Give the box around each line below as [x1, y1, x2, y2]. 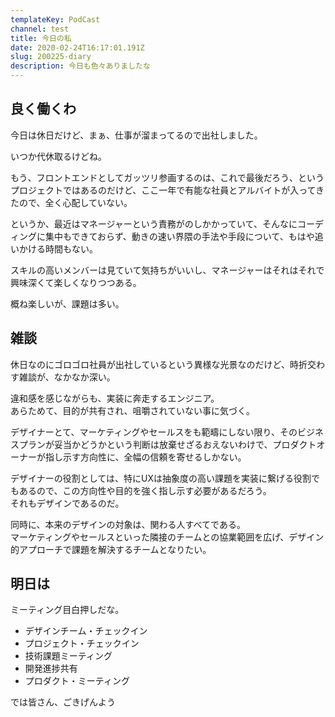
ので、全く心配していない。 [18, 196, 133, 208]
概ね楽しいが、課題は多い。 [10, 297, 125, 310]
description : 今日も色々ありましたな [10, 61, 151, 71]
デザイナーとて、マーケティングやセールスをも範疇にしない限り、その [10, 426, 298, 438]
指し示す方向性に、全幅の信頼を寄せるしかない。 [44, 451, 247, 463]
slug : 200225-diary [10, 52, 92, 62]
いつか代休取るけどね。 [10, 150, 107, 162]
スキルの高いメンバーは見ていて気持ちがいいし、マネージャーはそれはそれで [10, 264, 325, 276]
